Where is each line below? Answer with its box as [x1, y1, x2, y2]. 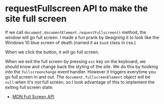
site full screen [5, 13, 67, 24]
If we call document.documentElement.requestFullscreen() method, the [5, 29, 147, 35]
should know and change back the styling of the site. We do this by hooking [5, 64, 158, 69]
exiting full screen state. [5, 84, 54, 90]
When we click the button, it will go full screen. [5, 49, 99, 55]
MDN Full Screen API [12, 93, 55, 100]
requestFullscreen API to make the [5, 3, 148, 14]
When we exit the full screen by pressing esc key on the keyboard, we [5, 58, 146, 64]
